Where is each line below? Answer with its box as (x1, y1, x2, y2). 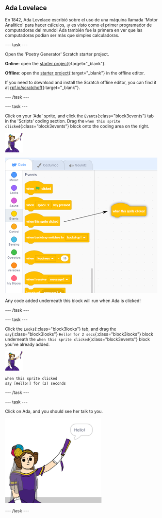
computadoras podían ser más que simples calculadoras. (5, 32, 120, 38)
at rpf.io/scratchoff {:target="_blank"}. (5, 85, 80, 90)
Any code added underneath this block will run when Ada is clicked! (5, 298, 141, 304)
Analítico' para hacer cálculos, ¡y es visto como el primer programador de (5, 22, 152, 28)
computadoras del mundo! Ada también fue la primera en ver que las (5, 27, 143, 33)
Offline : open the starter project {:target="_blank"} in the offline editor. (5, 70, 145, 76)
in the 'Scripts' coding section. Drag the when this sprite (5, 118, 120, 124)
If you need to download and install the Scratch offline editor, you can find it (5, 79, 157, 85)
